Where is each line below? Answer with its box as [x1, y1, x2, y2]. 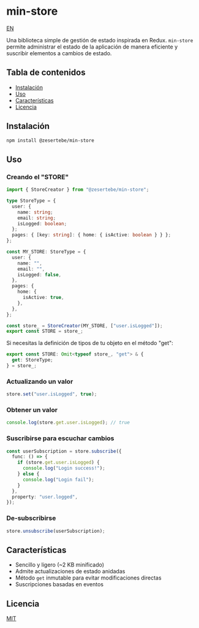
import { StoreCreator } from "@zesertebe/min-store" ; [6, 187, 149, 193]
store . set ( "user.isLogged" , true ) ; [6, 391, 97, 397]
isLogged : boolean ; [17, 220, 67, 227]
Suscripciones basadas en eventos [15, 581, 104, 588]
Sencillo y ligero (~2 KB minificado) [15, 561, 105, 568]
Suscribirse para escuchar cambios [6, 434, 115, 443]
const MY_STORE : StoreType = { [6, 249, 86, 255]
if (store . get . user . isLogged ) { [17, 459, 100, 466]
